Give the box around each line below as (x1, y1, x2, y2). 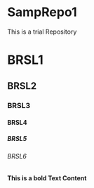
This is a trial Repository (7, 27, 77, 36)
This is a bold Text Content (7, 173, 87, 182)
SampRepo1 (7, 4, 77, 20)
